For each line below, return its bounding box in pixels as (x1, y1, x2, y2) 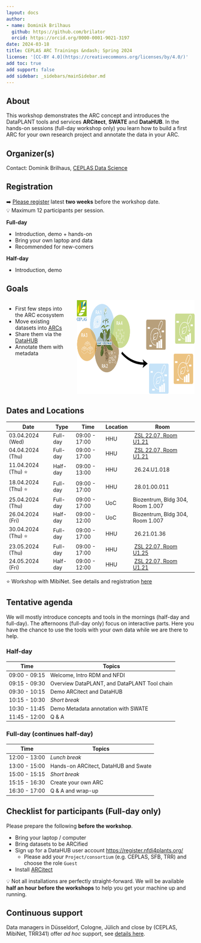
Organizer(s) (6, 148, 55, 158)
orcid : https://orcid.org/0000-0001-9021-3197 (11, 35, 130, 41)
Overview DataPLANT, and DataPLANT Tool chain (50, 679, 173, 687)
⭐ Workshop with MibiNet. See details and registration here (6, 577, 153, 585)
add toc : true (6, 60, 42, 66)
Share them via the (14, 330, 62, 337)
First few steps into (14, 305, 63, 312)
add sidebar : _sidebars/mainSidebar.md (6, 73, 106, 79)
